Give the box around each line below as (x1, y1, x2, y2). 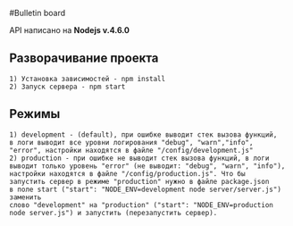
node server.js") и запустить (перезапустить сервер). (9, 208, 218, 217)
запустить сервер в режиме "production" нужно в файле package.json (9, 177, 270, 186)
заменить (9, 192, 42, 202)
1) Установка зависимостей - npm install (9, 74, 166, 83)
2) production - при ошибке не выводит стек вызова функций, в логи (9, 154, 270, 163)
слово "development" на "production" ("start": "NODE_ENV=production (9, 200, 274, 209)
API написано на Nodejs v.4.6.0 (9, 25, 130, 35)
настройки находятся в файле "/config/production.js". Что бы (9, 169, 246, 178)
